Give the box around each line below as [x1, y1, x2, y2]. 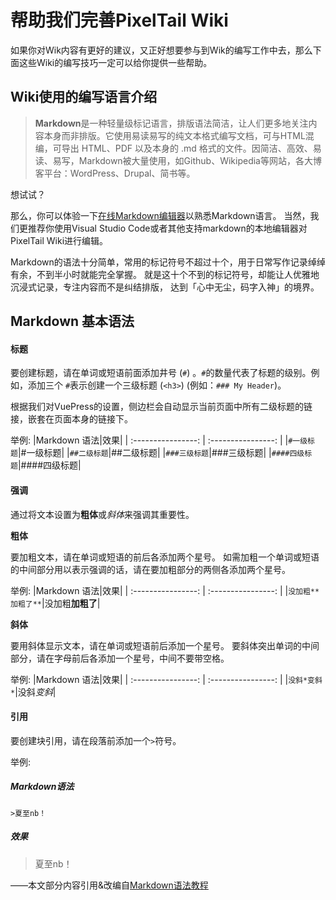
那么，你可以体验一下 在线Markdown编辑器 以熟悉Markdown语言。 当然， [10, 209, 311, 221]
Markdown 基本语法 [10, 313, 135, 330]
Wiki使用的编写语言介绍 [10, 89, 158, 106]
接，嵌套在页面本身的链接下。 [10, 413, 133, 425]
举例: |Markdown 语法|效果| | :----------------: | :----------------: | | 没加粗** [10, 584, 320, 596]
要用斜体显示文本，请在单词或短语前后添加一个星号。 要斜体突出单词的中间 [10, 639, 320, 651]
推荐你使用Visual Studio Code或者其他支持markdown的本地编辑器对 [27, 222, 308, 234]
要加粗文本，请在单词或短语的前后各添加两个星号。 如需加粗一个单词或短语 [10, 551, 320, 563]
